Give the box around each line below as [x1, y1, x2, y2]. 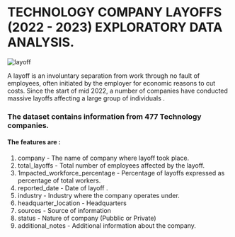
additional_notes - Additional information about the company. [17, 221, 197, 230]
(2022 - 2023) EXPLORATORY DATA [7, 19, 223, 35]
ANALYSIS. [7, 35, 74, 50]
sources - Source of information [17, 207, 112, 215]
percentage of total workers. [17, 176, 101, 185]
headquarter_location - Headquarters [17, 199, 127, 207]
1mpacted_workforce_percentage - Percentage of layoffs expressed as [17, 169, 225, 178]
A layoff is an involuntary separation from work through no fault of [7, 71, 200, 80]
